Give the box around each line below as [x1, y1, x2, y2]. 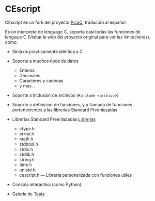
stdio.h [19, 146, 33, 152]
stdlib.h [19, 151, 34, 157]
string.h [19, 156, 35, 162]
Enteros [19, 67, 35, 73]
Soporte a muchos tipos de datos [12, 58, 79, 64]
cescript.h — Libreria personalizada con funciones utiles [19, 172, 132, 178]
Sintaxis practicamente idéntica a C [12, 49, 83, 54]
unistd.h [19, 167, 36, 173]
